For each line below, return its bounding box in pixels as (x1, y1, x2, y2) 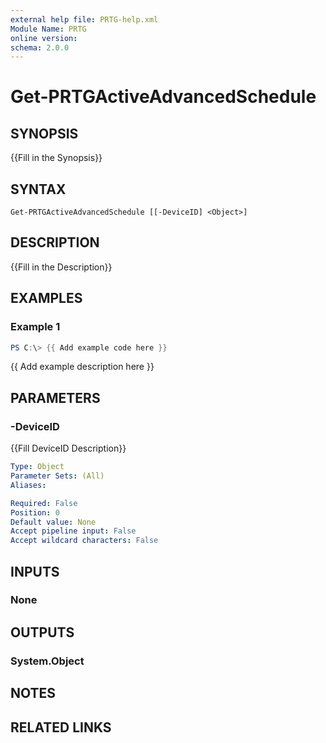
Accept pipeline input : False (10, 526, 137, 536)
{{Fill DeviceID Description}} (10, 442, 127, 455)
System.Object (10, 654, 85, 668)
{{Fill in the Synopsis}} (10, 152, 103, 164)
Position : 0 (10, 507, 60, 518)
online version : (10, 33, 78, 43)
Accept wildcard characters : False (10, 536, 159, 546)
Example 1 (10, 320, 61, 334)
